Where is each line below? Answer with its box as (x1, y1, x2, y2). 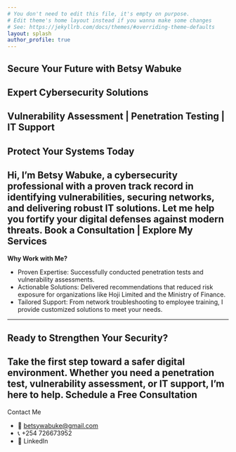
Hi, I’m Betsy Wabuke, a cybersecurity (7, 170, 178, 182)
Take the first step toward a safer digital (7, 356, 185, 368)
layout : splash (7, 30, 52, 37)
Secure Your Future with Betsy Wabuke (7, 63, 182, 75)
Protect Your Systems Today (7, 145, 135, 157)
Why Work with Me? (7, 254, 68, 263)
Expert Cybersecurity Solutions (7, 86, 149, 99)
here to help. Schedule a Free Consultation (7, 389, 198, 401)
